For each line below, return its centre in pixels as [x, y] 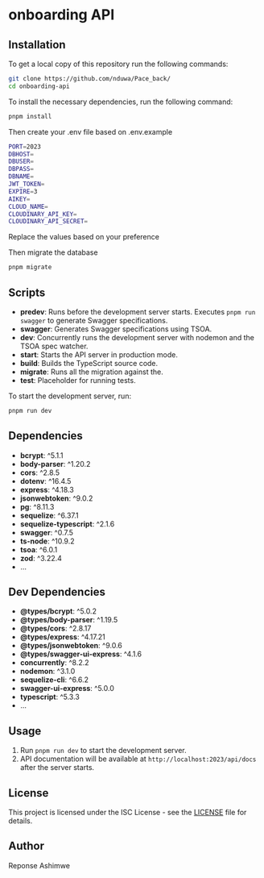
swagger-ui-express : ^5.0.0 [67, 689]
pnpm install [30, 116]
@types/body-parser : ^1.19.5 [69, 620]
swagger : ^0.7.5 [47, 532]
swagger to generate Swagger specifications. [94, 320]
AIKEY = [19, 199]
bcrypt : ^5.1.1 [41, 455]
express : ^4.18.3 [47, 489]
